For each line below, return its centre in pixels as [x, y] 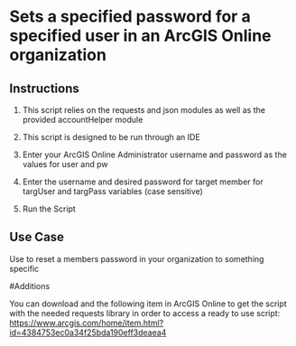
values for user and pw [65, 164]
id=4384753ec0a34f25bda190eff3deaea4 [88, 332]
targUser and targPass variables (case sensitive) [112, 191]
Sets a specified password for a [130, 17]
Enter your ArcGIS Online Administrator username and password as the [154, 154]
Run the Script [49, 209]
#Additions [30, 285]
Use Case [37, 237]
